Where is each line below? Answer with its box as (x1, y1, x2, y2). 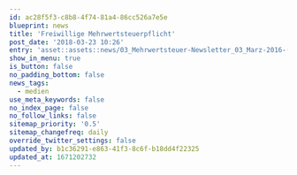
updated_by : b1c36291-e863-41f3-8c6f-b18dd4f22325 (9, 144, 200, 153)
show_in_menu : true (9, 54, 81, 63)
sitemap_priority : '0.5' (9, 120, 101, 129)
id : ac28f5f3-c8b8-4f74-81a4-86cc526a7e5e (9, 12, 168, 22)
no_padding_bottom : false (9, 71, 104, 80)
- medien (17, 87, 49, 95)
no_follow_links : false (9, 111, 97, 120)
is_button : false (9, 63, 73, 72)
